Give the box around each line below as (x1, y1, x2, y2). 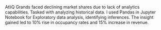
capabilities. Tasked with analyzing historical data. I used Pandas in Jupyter (5, 9, 156, 15)
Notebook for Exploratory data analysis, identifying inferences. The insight (5, 15, 154, 20)
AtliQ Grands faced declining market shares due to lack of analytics (5, 4, 140, 10)
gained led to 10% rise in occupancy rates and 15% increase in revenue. (5, 19, 149, 25)
